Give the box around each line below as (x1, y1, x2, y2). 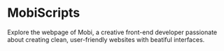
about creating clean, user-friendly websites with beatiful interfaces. (7, 35, 205, 43)
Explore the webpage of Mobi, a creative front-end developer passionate (7, 28, 218, 36)
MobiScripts (7, 5, 80, 21)
